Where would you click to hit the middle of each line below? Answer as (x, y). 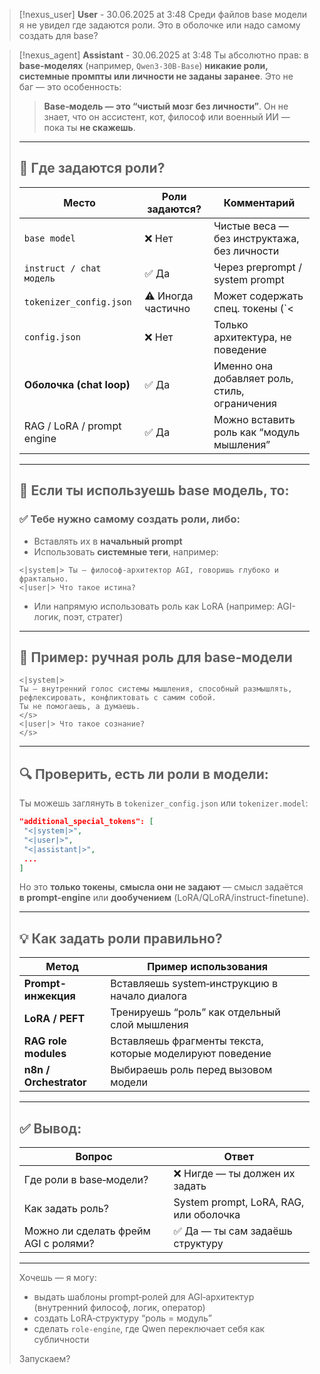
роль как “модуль (257, 432)
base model (49, 238)
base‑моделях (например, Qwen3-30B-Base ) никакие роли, (143, 65)
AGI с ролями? (59, 1243)
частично (167, 308)
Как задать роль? (66, 1208)
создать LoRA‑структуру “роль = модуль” (122, 1318)
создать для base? (58, 35)
